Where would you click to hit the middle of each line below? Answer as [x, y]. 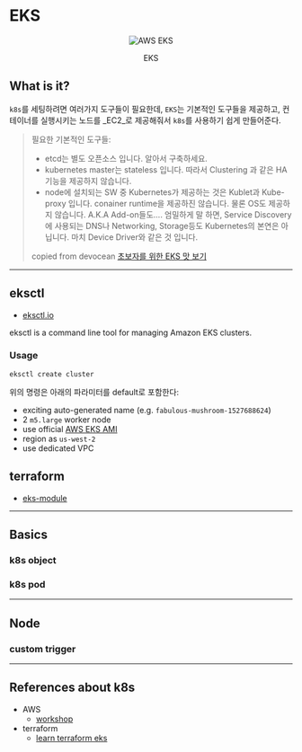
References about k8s [72, 688]
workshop [54, 719]
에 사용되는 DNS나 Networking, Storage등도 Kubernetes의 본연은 [162, 226]
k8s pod [27, 584]
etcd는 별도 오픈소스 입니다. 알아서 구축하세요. [126, 158]
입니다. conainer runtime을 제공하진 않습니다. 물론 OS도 [167, 203]
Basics [28, 535]
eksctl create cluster [52, 374]
